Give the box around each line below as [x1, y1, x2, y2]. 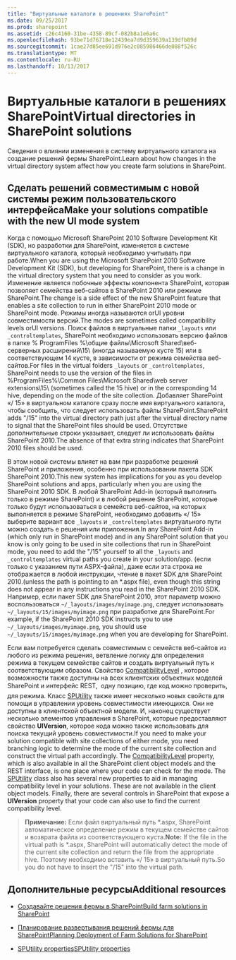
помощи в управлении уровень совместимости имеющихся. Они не [7, 700, 214, 708]
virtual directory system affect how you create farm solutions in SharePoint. [7, 162, 227, 170]
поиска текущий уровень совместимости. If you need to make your [7, 729, 206, 738]
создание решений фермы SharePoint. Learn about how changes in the [7, 154, 216, 162]
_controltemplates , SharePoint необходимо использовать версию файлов [7, 331, 228, 340]
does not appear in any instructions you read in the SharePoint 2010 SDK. [7, 585, 221, 594]
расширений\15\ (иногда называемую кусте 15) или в [42, 347, 202, 355]
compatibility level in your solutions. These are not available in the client [7, 781, 216, 791]
